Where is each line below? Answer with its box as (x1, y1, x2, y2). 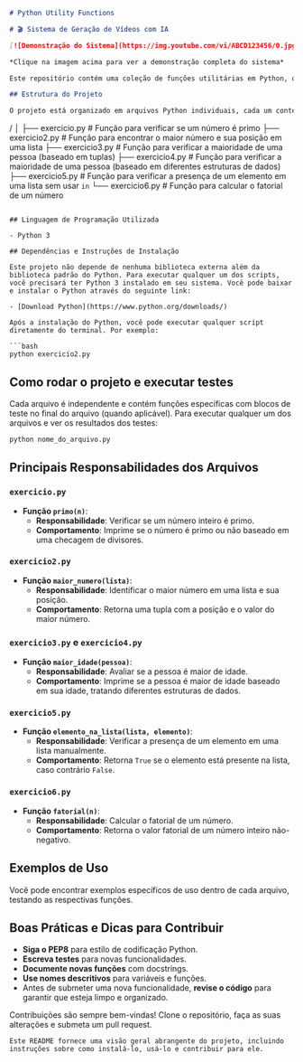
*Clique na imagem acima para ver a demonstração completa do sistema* (9, 57, 284, 67)
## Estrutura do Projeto (9, 90, 103, 99)
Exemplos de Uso (9, 860, 109, 876)
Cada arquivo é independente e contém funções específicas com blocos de (9, 398, 291, 409)
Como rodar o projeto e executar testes (9, 374, 234, 390)
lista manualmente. (35, 746, 106, 757)
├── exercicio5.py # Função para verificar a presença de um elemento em (9, 171, 287, 182)
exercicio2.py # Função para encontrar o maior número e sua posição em (9, 132, 282, 144)
